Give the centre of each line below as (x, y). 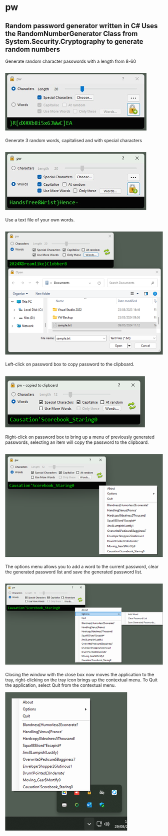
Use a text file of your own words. (40, 219)
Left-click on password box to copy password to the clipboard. (70, 364)
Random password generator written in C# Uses (81, 26)
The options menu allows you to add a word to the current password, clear (82, 566)
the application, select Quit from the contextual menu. (60, 685)
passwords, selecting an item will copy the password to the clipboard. (77, 442)
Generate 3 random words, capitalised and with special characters (74, 140)
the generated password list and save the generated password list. (74, 572)
